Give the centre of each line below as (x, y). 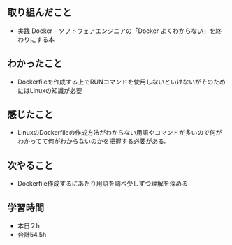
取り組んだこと (39, 13)
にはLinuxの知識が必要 (50, 90)
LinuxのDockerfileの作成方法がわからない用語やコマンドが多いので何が (119, 133)
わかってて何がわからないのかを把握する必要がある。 (94, 141)
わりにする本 (36, 39)
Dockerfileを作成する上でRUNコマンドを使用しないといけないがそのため (121, 82)
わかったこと (35, 64)
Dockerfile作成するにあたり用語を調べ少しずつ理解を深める (103, 184)
